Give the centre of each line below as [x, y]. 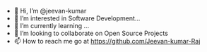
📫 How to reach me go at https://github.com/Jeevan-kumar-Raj [107, 41]
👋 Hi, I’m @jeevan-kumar [50, 11]
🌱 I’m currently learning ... [52, 26]
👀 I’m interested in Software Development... [77, 18]
